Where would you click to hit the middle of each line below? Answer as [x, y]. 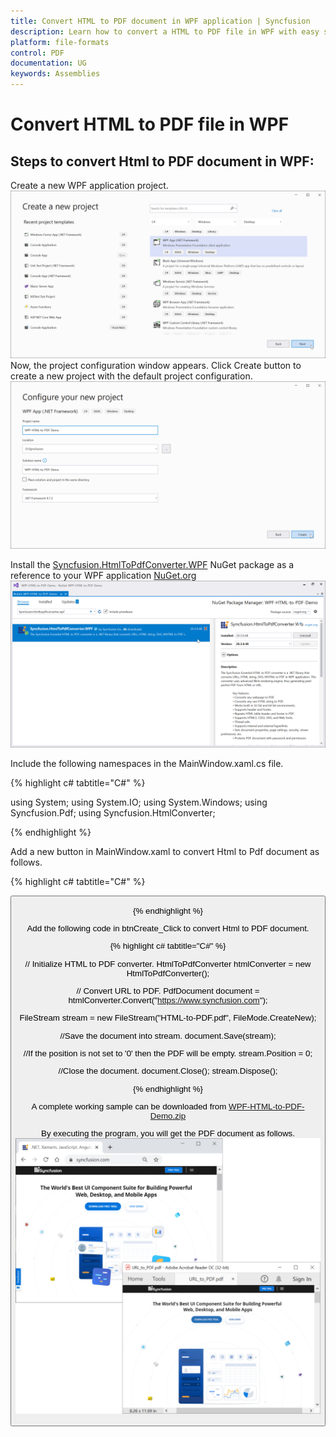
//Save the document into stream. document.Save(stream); [168, 1035]
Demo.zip [168, 1115]
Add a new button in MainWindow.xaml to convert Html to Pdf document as [165, 852]
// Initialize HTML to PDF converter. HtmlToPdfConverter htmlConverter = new [168, 963]
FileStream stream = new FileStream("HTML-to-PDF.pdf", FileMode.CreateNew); [168, 1018]
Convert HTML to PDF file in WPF [150, 124]
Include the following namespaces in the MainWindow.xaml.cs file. [147, 764]
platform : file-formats [60, 42]
